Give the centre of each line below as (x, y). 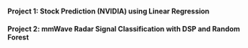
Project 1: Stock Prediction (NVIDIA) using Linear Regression (109, 11)
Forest (18, 37)
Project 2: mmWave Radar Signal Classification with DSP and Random (124, 29)
